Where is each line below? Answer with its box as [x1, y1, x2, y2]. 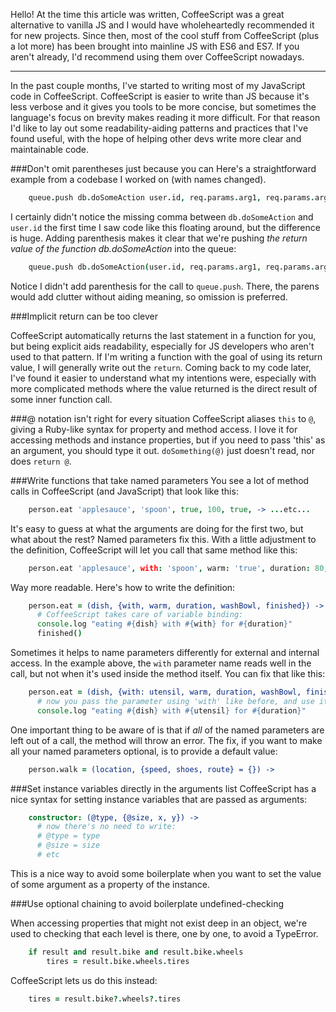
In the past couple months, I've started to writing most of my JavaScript [10, 80, 306, 91]
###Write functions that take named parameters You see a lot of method [10, 474, 310, 486]
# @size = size [36, 840, 101, 851]
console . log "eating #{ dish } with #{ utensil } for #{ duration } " [36, 705, 307, 716]
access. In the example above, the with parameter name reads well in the [10, 657, 312, 669]
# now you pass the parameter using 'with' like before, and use [36, 696, 315, 706]
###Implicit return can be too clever [10, 310, 158, 322]
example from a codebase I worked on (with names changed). [10, 174, 267, 185]
